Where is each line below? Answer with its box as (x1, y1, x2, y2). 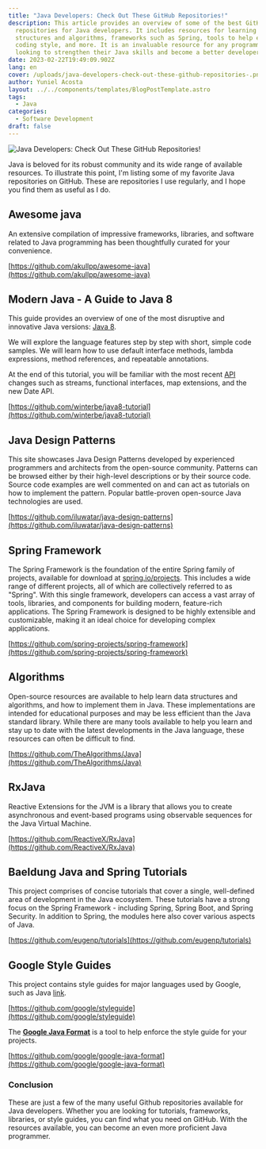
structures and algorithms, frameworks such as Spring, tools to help (15, 33, 253, 42)
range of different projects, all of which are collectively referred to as (8, 581, 233, 591)
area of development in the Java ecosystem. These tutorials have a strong (8, 895, 250, 904)
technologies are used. (8, 497, 83, 507)
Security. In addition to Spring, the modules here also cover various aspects (8, 912, 256, 921)
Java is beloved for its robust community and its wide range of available (8, 160, 243, 169)
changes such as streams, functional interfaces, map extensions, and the (8, 378, 247, 387)
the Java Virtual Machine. (8, 819, 92, 828)
